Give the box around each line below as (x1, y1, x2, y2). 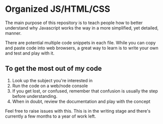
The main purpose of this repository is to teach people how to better (5, 20, 143, 26)
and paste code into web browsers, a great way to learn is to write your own (5, 45, 159, 51)
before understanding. (12, 93, 58, 99)
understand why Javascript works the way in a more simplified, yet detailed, (5, 25, 159, 31)
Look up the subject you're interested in (12, 77, 93, 83)
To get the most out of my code (5, 64, 102, 73)
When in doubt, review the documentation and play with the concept (12, 98, 151, 104)
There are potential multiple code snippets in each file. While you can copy (5, 39, 156, 45)
